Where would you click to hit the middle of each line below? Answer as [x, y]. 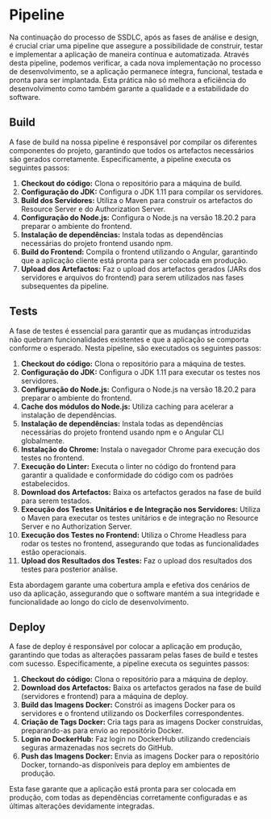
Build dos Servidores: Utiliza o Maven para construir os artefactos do [137, 200]
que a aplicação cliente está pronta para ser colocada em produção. [134, 260]
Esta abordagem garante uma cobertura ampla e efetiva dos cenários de [130, 584]
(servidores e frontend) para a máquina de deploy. [104, 696]
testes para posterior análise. [69, 569]
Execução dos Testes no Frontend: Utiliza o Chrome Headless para [133, 534]
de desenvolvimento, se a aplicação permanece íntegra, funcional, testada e [136, 71]
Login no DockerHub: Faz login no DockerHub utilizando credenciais [135, 739]
